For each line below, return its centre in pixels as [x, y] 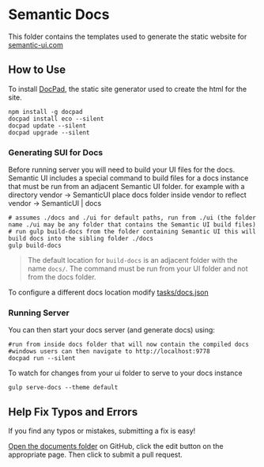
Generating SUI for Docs [56, 152]
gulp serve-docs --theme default [63, 388]
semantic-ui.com [36, 44]
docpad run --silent [42, 359]
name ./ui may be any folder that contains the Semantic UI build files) [132, 225]
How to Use [37, 70]
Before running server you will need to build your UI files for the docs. [122, 170]
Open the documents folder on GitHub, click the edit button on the [116, 446]
